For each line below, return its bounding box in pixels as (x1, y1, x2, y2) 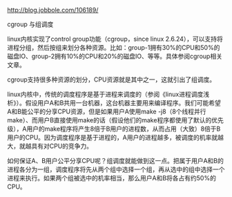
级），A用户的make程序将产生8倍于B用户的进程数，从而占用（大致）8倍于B (7, 124, 221, 133)
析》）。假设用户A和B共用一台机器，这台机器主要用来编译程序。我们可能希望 (7, 99, 221, 106)
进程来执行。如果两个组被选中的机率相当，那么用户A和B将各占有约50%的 (7, 174, 216, 182)
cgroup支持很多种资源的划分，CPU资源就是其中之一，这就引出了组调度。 (7, 75, 216, 84)
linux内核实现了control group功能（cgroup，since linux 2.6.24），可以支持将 (7, 35, 223, 43)
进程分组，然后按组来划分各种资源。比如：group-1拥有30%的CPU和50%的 (7, 44, 220, 51)
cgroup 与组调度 (7, 20, 54, 28)
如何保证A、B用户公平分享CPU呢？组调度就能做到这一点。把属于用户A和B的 (7, 157, 224, 165)
